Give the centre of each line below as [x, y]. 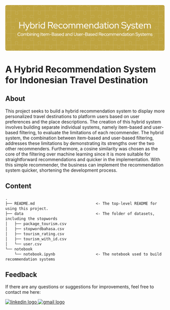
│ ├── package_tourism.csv [36, 224]
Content [18, 186]
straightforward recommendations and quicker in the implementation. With [83, 159]
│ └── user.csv [24, 244]
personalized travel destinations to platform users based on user [73, 116]
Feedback [21, 274]
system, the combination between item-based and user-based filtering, [80, 138]
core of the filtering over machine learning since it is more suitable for [78, 154]
